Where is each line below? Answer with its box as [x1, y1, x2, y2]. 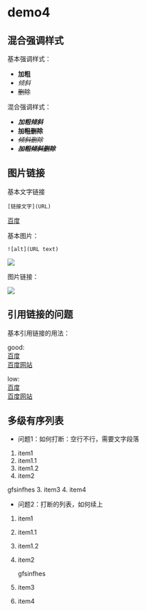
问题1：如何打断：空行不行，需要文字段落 [17, 435, 140, 443]
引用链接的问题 [7, 309, 73, 321]
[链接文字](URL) [7, 203, 51, 210]
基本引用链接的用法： [7, 329, 70, 337]
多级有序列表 [7, 415, 64, 427]
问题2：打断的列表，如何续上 [17, 500, 103, 509]
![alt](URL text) [7, 245, 59, 253]
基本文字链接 [7, 187, 45, 196]
